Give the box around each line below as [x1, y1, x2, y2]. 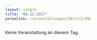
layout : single [5, 7, 37, 12]
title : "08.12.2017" [5, 12, 48, 17]
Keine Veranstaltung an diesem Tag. [5, 30, 79, 36]
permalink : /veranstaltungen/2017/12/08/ [5, 16, 93, 21]
